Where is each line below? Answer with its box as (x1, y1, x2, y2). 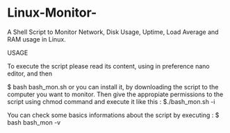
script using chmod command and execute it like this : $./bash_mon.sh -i (7, 97, 215, 105)
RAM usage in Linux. (7, 35, 66, 43)
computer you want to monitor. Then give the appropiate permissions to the (7, 90, 224, 98)
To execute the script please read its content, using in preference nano (7, 62, 210, 70)
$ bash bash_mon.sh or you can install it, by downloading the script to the (7, 82, 219, 91)
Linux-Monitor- (7, 5, 97, 21)
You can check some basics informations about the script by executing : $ (7, 111, 220, 119)
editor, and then (7, 69, 53, 78)
